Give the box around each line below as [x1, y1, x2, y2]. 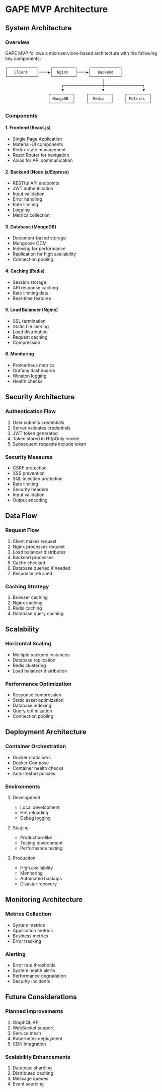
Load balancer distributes [12, 549, 66, 555]
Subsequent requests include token [12, 441, 87, 447]
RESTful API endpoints [12, 180, 59, 186]
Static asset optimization [12, 697, 64, 703]
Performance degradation [12, 973, 66, 979]
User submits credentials [12, 419, 64, 426]
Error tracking [12, 938, 41, 944]
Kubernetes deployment [12, 1035, 63, 1042]
